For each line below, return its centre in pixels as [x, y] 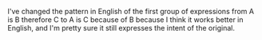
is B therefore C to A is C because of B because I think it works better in [126, 20]
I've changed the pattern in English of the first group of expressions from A [131, 11]
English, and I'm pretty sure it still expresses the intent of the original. [121, 28]
